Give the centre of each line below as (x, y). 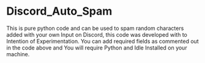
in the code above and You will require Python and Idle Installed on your (97, 48)
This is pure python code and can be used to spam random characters (95, 28)
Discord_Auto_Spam (59, 11)
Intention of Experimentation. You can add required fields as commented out (102, 41)
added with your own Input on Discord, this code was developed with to (97, 34)
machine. (18, 54)
